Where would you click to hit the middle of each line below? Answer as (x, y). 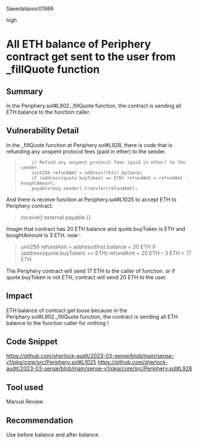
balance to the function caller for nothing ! (58, 323)
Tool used (25, 387)
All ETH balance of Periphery (79, 44)
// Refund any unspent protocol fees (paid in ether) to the (108, 162)
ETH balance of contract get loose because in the (67, 310)
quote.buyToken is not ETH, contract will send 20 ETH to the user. (87, 277)
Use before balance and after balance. (53, 435)
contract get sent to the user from (91, 57)
